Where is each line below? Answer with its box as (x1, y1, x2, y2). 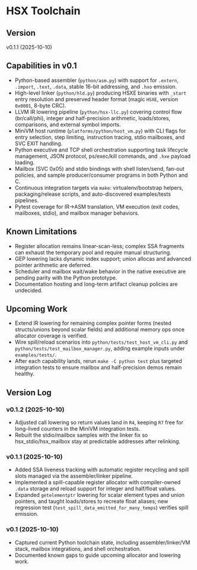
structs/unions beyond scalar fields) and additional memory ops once (14, 326, 185, 333)
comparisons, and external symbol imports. (14, 121, 121, 128)
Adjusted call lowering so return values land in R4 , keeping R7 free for (14, 419, 184, 426)
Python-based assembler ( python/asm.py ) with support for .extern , (14, 76, 179, 84)
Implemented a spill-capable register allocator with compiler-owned (14, 479, 181, 486)
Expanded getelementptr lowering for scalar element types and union (14, 491, 185, 499)
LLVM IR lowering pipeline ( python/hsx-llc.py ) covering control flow (14, 108, 182, 115)
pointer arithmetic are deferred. (14, 261, 92, 268)
